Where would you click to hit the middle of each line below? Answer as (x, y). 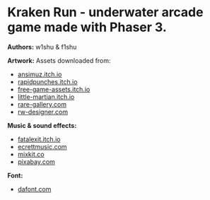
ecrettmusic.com (42, 146)
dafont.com (34, 189)
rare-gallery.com (42, 104)
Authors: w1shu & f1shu (42, 47)
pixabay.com (36, 161)
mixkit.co (31, 154)
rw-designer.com (43, 112)
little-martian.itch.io (46, 97)
